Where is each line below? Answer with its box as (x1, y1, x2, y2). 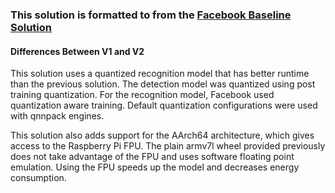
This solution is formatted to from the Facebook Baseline (10, 8, 292, 22)
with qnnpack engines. (10, 110, 105, 122)
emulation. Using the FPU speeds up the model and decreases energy (10, 161, 300, 173)
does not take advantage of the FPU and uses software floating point (10, 151, 295, 163)
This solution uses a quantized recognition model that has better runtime (10, 68, 310, 80)
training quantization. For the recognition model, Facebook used (10, 89, 275, 101)
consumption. (10, 172, 67, 184)
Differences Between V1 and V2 (10, 45, 145, 57)
